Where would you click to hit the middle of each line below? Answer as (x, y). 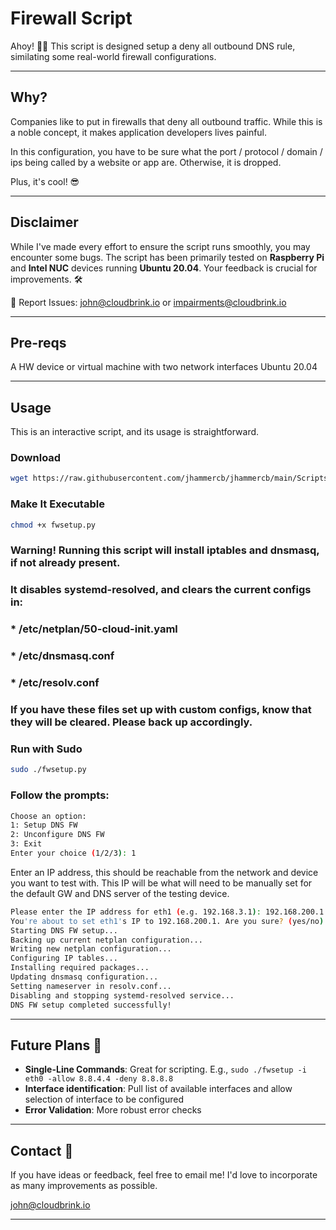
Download (36, 458)
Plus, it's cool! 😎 (45, 181)
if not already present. (65, 563)
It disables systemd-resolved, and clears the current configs (161, 590)
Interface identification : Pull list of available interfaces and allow (158, 1089)
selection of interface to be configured (104, 1099)
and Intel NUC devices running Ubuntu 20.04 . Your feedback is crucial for (164, 268)
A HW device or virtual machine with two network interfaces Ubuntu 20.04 (164, 367)
